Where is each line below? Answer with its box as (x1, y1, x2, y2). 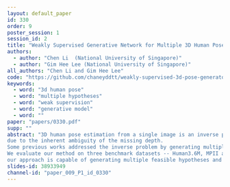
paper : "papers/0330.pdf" (7, 118, 81, 125)
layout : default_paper (7, 10, 72, 17)
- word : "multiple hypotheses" (13, 93, 103, 100)
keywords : (7, 80, 36, 87)
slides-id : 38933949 (7, 162, 66, 170)
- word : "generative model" (13, 105, 94, 112)
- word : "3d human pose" (13, 86, 84, 93)
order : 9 (7, 23, 32, 29)
